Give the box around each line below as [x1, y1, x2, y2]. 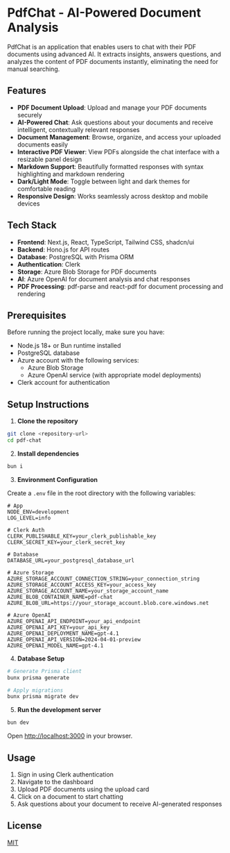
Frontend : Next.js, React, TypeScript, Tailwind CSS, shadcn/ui [17, 238, 195, 246]
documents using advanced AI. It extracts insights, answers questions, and [7, 50, 222, 58]
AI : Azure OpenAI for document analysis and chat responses [17, 274, 191, 283]
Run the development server [17, 706, 102, 714]
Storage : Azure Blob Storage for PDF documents [17, 267, 157, 276]
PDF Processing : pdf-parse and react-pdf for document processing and [17, 282, 224, 290]
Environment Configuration [17, 475, 98, 483]
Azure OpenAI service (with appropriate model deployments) [27, 371, 202, 379]
